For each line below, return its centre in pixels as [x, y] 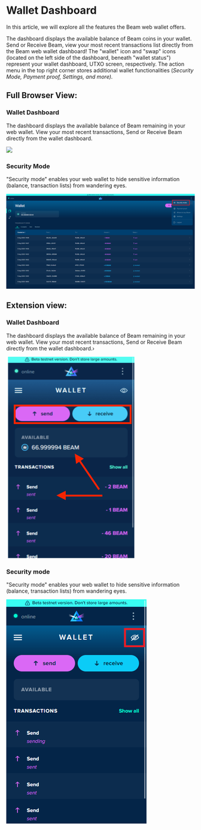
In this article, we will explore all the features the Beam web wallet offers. [96, 27]
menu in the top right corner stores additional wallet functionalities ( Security [100, 70]
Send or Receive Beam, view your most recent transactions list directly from [100, 45]
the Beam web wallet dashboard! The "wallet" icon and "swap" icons [91, 51]
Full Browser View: [42, 95]
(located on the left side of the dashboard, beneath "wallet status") [89, 57]
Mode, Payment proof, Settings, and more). [60, 77]
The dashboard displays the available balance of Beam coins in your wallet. [99, 38]
